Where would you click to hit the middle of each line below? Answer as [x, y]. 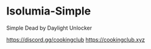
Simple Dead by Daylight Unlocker [49, 28]
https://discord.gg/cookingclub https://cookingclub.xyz [75, 39]
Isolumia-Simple [49, 11]
